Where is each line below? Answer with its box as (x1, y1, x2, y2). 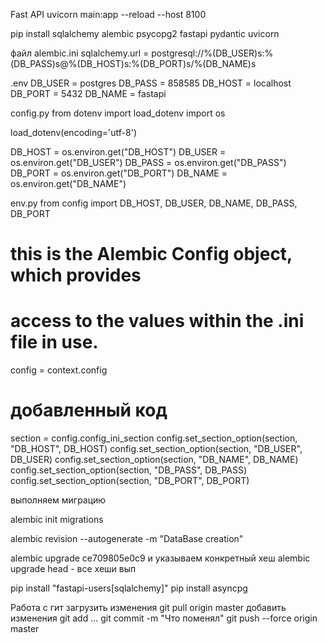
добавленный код (10, 399, 168, 422)
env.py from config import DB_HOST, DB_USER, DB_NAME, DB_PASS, (10, 197, 298, 209)
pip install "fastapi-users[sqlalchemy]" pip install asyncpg (10, 582, 248, 594)
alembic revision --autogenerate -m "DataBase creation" (10, 533, 244, 545)
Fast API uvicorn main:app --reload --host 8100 (10, 9, 207, 20)
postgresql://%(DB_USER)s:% (151, 47, 274, 59)
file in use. (10, 331, 99, 354)
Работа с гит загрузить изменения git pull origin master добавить (10, 602, 287, 614)
